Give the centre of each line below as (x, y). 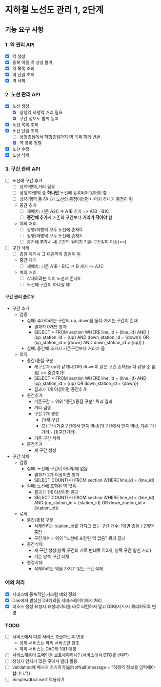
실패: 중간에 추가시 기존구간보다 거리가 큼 (66, 348)
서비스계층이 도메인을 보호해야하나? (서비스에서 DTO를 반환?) (70, 655)
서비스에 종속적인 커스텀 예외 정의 (44, 594)
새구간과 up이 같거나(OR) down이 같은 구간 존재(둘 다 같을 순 (92, 367)
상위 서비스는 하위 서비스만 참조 (49, 643)
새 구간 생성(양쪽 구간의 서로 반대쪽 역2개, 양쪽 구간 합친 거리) (93, 550)
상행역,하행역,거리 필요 (41, 112)
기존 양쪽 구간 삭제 (52, 557)
